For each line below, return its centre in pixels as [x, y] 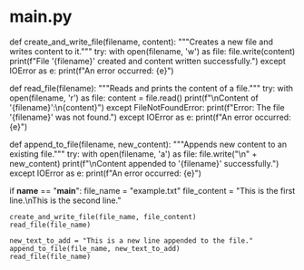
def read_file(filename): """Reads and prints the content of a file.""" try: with [151, 88]
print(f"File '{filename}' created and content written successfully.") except [147, 61]
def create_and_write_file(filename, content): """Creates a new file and [142, 42]
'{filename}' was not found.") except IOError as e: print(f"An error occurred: [151, 117]
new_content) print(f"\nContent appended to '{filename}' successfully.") [144, 163]
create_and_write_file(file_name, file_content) [103, 217]
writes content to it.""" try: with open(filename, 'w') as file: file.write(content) [152, 51]
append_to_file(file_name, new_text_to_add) [95, 248]
